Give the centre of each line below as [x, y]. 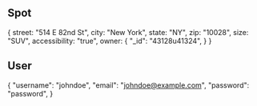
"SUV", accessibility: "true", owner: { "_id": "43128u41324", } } [110, 41]
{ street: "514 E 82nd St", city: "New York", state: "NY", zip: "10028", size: [128, 32]
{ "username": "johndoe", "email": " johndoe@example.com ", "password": [128, 85]
